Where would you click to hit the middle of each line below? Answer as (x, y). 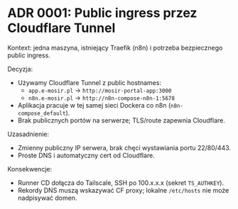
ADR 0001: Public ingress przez (102, 13)
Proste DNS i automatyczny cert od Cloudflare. (86, 155)
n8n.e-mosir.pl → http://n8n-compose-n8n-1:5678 (102, 98)
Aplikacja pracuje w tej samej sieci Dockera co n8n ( (94, 105)
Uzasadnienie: (28, 134)
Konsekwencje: (29, 169)
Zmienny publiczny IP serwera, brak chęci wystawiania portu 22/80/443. (124, 147)
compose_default (42, 113)
